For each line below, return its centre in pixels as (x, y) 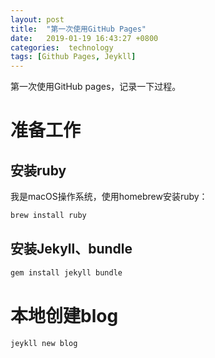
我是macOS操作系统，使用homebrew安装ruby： (109, 197)
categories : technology (62, 47)
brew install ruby (48, 216)
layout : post (37, 19)
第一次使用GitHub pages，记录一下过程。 (96, 87)
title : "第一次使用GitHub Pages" (78, 29)
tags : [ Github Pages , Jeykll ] (73, 57)
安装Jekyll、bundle (71, 249)
